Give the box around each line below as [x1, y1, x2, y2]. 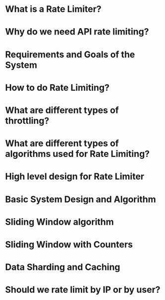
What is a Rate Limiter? [5, 3, 102, 15]
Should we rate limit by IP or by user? [5, 284, 161, 296]
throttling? [5, 115, 50, 126]
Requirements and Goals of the [5, 49, 135, 60]
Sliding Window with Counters [5, 239, 133, 250]
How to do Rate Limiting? [5, 82, 110, 93]
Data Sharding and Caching [5, 261, 120, 273]
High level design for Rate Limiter [5, 171, 145, 182]
